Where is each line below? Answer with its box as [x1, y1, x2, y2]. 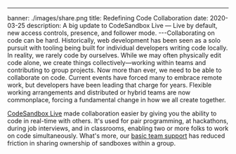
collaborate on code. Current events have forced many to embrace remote [7, 73, 223, 81]
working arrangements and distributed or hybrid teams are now [7, 88, 191, 97]
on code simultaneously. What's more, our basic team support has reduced [7, 132, 225, 140]
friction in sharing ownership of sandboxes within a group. [7, 139, 176, 147]
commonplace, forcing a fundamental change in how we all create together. [7, 96, 226, 104]
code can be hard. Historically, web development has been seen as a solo [7, 36, 221, 44]
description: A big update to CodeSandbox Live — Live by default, [27, 22, 218, 29]
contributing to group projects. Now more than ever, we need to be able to [7, 66, 223, 74]
